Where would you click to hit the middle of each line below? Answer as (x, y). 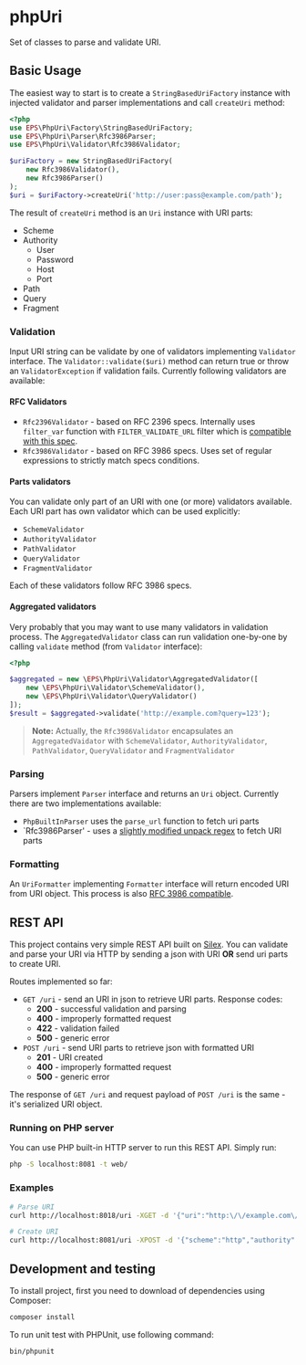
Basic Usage (46, 71)
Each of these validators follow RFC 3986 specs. (101, 585)
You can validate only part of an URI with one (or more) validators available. (151, 502)
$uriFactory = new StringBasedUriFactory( (91, 162)
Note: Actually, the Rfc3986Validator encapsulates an (133, 730)
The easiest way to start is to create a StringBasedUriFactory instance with (150, 92)
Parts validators (40, 481)
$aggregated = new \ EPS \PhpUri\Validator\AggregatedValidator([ (134, 679)
